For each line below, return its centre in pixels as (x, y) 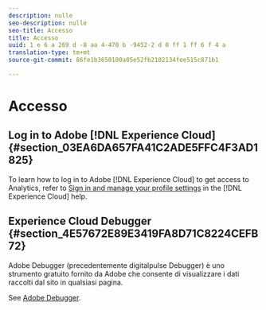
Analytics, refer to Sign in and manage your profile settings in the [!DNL (125, 188)
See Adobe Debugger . (45, 297)
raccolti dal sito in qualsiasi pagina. (66, 282)
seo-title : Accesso (41, 30)
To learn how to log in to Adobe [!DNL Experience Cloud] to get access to (129, 179)
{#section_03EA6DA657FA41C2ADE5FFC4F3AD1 (133, 148)
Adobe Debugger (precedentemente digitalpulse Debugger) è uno (117, 265)
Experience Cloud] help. (48, 196)
